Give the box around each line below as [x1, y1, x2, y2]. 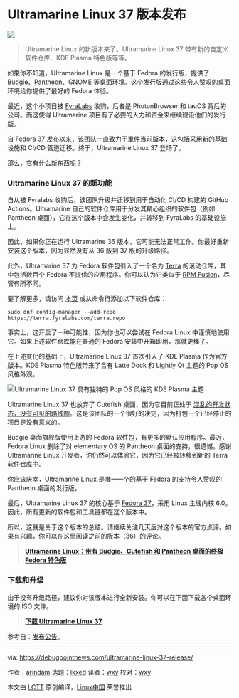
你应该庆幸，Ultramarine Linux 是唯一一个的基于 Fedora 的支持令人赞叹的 [7, 475, 223, 484]
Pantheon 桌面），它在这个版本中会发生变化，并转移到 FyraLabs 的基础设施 [7, 213, 227, 222]
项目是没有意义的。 [7, 418, 64, 427]
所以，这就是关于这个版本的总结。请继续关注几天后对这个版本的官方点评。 [7, 523, 225, 532]
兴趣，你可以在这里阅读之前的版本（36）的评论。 [19, 532, 165, 541]
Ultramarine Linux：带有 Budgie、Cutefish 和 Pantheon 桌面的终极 [24, 547, 224, 556]
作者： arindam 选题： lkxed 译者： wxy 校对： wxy [7, 667, 152, 676]
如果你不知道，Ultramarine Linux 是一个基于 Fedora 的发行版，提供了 [7, 68, 210, 77]
